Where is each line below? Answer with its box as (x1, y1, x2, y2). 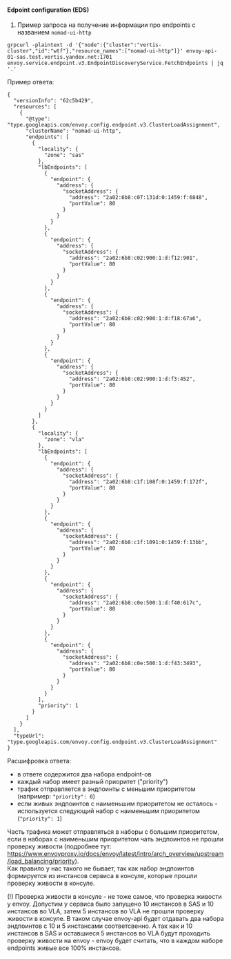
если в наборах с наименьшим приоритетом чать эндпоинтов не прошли (7, 835, 224, 844)
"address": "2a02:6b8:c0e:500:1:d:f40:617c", (68, 599, 202, 606)
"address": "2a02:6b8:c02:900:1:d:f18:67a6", (68, 315, 202, 322)
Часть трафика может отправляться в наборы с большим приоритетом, (7, 828, 219, 836)
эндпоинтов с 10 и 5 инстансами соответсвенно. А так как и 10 (7, 922, 193, 930)
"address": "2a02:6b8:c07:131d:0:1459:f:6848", (68, 194, 208, 201)
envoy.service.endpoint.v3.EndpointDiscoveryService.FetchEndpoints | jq (7, 59, 224, 67)
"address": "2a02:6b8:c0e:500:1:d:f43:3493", (68, 660, 202, 667)
